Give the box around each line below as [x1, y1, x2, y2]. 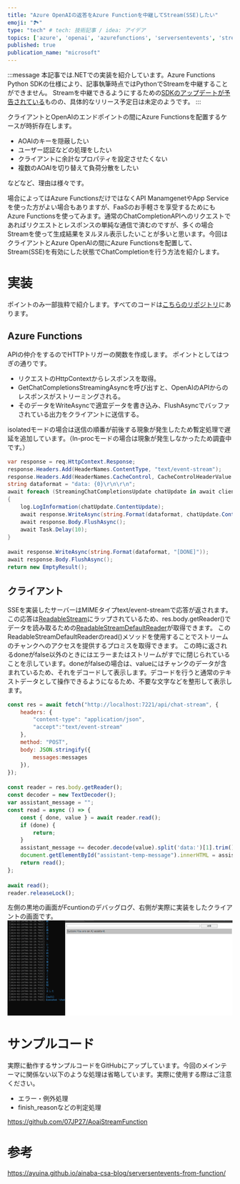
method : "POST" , [20, 739, 69, 746]
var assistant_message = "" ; [7, 799, 94, 807]
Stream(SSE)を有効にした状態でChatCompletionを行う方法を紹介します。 [7, 247, 224, 256]
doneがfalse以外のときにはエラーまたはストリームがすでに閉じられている [13, 650, 231, 659]
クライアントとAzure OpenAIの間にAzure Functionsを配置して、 [7, 239, 196, 247]
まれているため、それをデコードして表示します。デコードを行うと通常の [7, 668, 219, 677]
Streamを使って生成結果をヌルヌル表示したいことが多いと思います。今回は [7, 229, 228, 238]
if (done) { [20, 822, 56, 829]
